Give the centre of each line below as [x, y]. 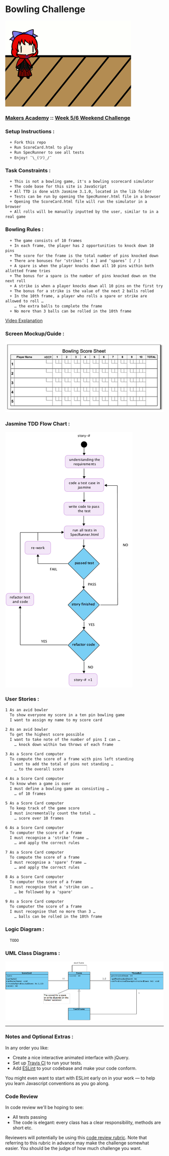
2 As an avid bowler [27, 730]
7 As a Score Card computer [35, 853]
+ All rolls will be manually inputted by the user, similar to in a [84, 212]
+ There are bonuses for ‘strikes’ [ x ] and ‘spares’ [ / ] [75, 261]
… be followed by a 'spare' [44, 892]
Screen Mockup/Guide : [35, 334]
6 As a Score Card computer [35, 828]
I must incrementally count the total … [53, 813]
